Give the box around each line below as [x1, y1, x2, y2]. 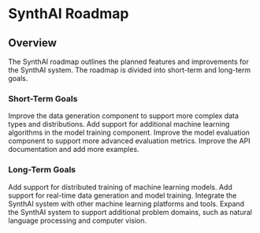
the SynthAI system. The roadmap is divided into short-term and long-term [8, 65, 251, 75]
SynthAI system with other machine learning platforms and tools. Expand [8, 198, 245, 209]
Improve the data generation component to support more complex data [8, 111, 239, 120]
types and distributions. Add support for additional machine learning [8, 120, 230, 129]
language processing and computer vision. [8, 216, 147, 225]
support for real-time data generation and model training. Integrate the [8, 190, 237, 200]
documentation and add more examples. [8, 145, 139, 154]
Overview [8, 36, 58, 50]
